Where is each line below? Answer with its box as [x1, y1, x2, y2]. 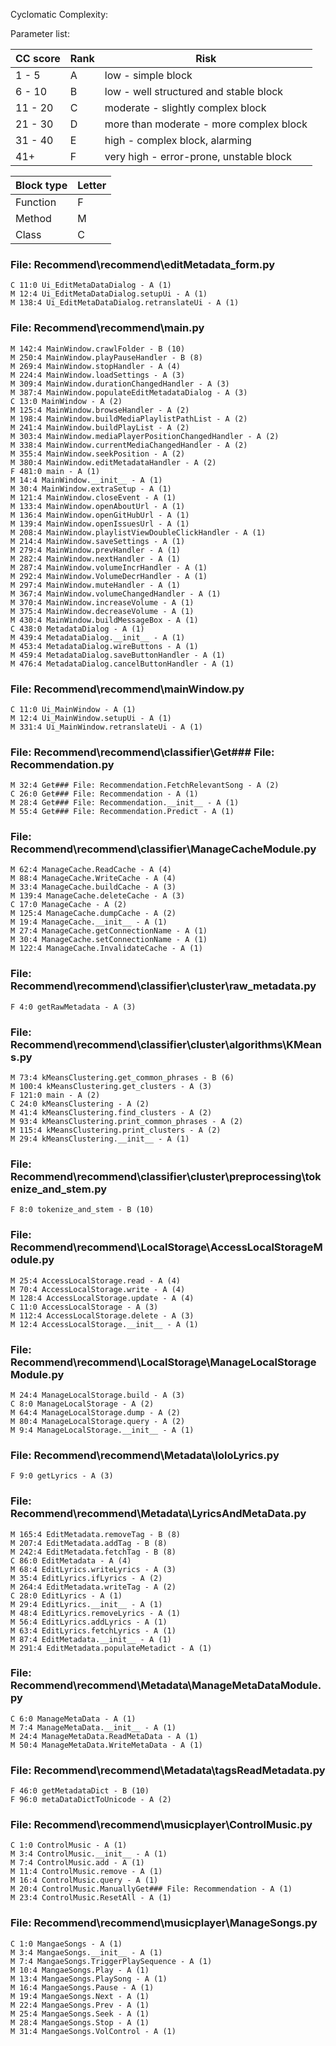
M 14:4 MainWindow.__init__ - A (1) [10, 475, 163, 485]
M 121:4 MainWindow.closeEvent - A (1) [10, 492, 177, 503]
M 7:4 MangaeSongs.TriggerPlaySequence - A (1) [10, 1956, 213, 1966]
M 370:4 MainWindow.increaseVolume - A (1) [10, 597, 195, 608]
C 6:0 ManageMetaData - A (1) [10, 1714, 137, 1724]
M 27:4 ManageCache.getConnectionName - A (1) [10, 926, 208, 936]
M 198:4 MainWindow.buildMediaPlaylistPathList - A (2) [10, 414, 248, 424]
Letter [77, 179, 107, 192]
